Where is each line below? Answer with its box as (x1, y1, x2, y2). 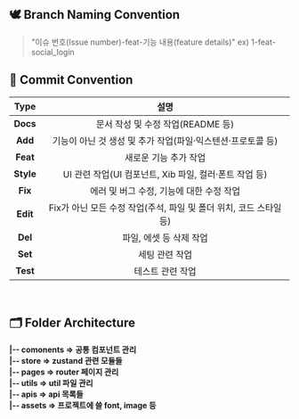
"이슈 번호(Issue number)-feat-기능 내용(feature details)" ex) (30, 37, 249, 47)
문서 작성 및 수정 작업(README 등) (96, 118, 234, 130)
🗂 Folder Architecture (9, 316, 136, 331)
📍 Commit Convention (9, 72, 133, 87)
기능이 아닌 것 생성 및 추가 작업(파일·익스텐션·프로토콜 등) (52, 135, 279, 147)
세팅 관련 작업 (137, 248, 193, 260)
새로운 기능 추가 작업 (124, 151, 206, 163)
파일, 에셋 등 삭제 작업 (122, 231, 209, 243)
